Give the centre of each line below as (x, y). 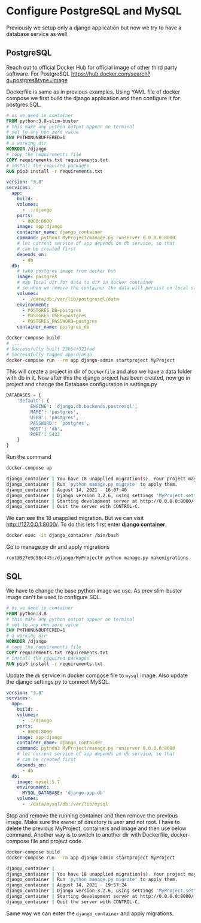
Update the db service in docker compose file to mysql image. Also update (97, 675)
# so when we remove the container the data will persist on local (103, 288)
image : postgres (37, 277)
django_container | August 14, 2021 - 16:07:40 (67, 490)
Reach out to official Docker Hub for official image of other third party (92, 67)
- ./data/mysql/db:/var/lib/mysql (65, 804)
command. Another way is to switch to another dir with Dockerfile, (88, 834)
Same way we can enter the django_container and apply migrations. (90, 913)
